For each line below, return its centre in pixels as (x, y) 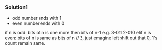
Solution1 (17, 7)
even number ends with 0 (38, 23)
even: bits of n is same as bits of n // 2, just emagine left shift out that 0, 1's (81, 38)
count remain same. (25, 43)
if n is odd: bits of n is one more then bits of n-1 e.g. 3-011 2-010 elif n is (78, 33)
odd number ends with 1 (37, 18)
